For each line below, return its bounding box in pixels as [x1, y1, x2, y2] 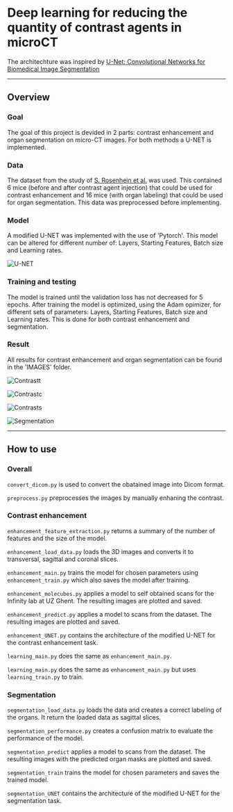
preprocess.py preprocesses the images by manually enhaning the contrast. [7, 494, 224, 502]
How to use [7, 444, 57, 455]
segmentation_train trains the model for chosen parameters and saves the [7, 768, 220, 777]
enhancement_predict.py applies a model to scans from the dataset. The [7, 610, 212, 618]
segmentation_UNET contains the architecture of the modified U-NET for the [7, 789, 221, 797]
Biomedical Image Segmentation [7, 65, 100, 73]
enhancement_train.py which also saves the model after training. [7, 576, 191, 584]
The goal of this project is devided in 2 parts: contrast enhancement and [7, 128, 214, 136]
